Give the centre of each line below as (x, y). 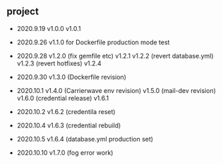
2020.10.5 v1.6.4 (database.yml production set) (85, 139)
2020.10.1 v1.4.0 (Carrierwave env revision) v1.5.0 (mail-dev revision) (116, 90)
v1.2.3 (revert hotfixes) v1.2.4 (59, 63)
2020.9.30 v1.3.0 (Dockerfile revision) (71, 77)
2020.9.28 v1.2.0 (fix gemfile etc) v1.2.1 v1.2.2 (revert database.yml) (115, 56)
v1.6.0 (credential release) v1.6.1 (63, 98)
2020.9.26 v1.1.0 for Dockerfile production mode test (93, 42)
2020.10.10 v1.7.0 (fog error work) (65, 152)
